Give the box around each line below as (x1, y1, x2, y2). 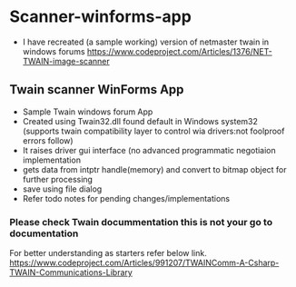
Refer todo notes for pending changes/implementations (22, 193, 230, 203)
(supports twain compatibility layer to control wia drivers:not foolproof (22, 125, 285, 136)
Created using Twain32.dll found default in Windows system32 (22, 115, 259, 126)
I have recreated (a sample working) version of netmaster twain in (22, 36, 270, 47)
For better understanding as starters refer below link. (9, 248, 207, 259)
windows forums (22, 45, 85, 56)
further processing (22, 173, 94, 184)
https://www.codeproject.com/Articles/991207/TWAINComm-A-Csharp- (9, 257, 280, 269)
